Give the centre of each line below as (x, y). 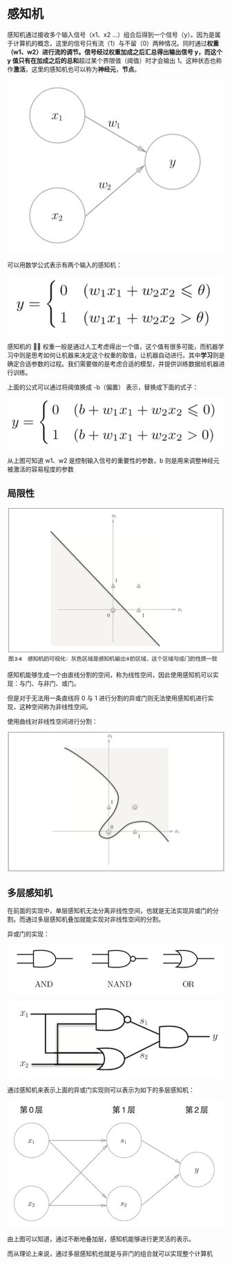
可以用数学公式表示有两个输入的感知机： (65, 265)
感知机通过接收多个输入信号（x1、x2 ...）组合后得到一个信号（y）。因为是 (111, 35)
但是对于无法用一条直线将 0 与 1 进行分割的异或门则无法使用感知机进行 (108, 698)
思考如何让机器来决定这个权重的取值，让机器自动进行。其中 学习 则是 (128, 355)
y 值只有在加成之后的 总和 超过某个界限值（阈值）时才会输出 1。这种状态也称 (115, 60)
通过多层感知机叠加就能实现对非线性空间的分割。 (95, 919)
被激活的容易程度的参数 (40, 469)
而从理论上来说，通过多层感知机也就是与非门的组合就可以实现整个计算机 (110, 1254)
